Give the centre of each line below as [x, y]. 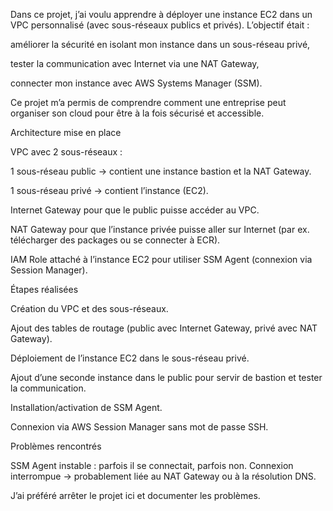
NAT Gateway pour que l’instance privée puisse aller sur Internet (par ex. [160, 229]
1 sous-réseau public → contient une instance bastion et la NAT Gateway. [161, 171]
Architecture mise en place [66, 132]
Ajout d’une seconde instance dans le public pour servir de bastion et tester [166, 377]
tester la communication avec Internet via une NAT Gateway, [135, 63]
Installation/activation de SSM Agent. [86, 407]
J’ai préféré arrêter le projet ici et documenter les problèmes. [135, 495]
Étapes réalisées [44, 289]
